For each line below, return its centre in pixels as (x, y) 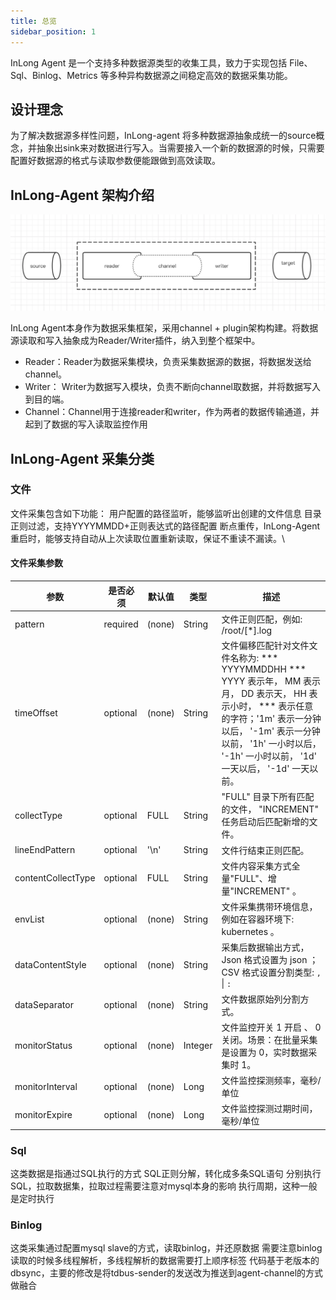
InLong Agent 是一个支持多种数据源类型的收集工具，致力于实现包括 (149, 62)
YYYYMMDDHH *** (264, 669)
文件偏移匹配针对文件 (265, 646)
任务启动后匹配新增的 (265, 822)
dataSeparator (44, 1005)
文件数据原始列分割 (261, 999)
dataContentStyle (50, 965)
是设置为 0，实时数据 (265, 1052)
